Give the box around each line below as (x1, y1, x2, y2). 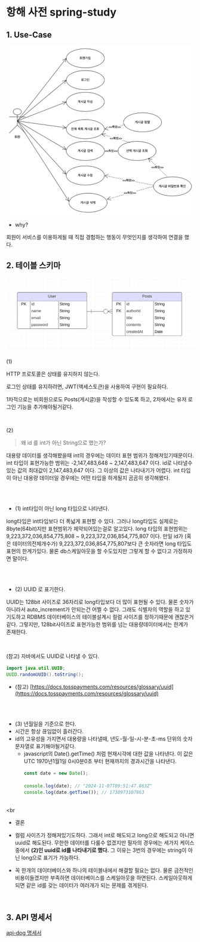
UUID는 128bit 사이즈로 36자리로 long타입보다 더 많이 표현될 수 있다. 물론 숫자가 (6, 599, 194, 606)
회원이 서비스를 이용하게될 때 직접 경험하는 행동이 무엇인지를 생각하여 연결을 (6, 234, 183, 241)
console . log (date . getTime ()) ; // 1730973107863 (23, 789, 144, 795)
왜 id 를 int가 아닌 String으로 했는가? (20, 439, 106, 446)
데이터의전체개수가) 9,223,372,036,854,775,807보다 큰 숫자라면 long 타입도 (12, 540, 192, 547)
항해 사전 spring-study (6, 5, 117, 19)
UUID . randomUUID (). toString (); (6, 672, 84, 678)
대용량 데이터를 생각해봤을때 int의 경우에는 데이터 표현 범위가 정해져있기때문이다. (6, 452, 194, 459)
